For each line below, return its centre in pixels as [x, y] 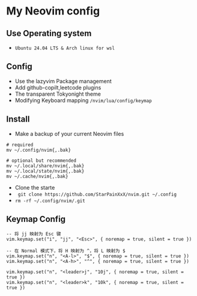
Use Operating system [49, 33]
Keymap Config [36, 219]
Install [18, 119]
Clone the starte [35, 187]
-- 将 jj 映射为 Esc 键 [34, 234]
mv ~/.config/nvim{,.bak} [38, 150]
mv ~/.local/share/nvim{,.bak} [45, 166]
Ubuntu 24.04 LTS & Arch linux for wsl [65, 48]
